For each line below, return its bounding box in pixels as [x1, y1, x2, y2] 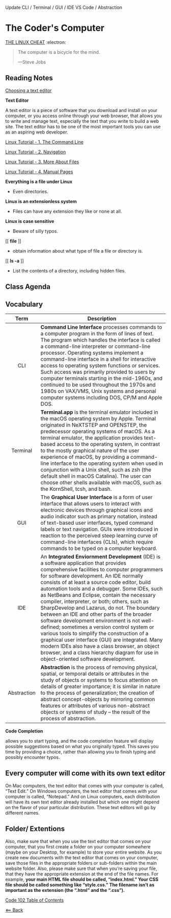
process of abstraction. [40, 714, 96, 722]
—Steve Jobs [17, 59, 46, 65]
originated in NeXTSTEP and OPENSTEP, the [40, 421, 147, 429]
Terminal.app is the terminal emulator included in [40, 409, 159, 416]
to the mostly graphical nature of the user [40, 447, 139, 454]
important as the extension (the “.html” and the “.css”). [5, 887, 125, 893]
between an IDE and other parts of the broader [40, 611, 152, 618]
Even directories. [12, 188, 48, 194]
